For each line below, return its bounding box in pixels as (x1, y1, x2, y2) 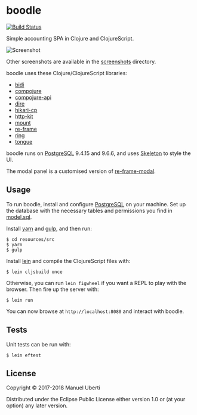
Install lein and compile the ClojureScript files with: (6, 257, 131, 264)
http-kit (14, 113, 33, 120)
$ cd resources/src (6, 236, 55, 242)
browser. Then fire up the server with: (6, 286, 100, 293)
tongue (14, 138, 33, 145)
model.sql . (6, 213, 32, 221)
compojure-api (14, 94, 52, 101)
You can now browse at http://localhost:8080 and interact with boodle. (6, 308, 184, 315)
